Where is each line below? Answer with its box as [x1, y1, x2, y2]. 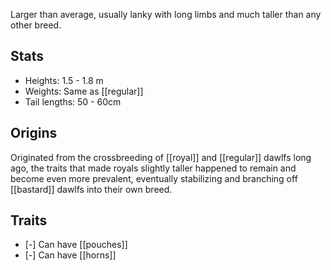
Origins [10, 125, 58, 142]
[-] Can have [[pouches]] [24, 239, 128, 251]
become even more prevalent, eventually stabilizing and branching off [10, 172, 298, 184]
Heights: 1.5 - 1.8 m [24, 74, 104, 86]
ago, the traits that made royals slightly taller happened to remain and [10, 162, 297, 174]
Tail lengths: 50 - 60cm [24, 95, 122, 108]
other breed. [10, 19, 62, 31]
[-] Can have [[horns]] [24, 249, 117, 261]
